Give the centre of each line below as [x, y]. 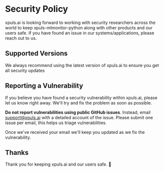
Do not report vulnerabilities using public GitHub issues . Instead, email [78, 112]
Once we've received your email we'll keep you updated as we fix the [75, 132]
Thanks [17, 152]
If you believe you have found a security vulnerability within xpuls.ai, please [81, 97]
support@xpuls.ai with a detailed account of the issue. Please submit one [79, 117]
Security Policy [37, 9]
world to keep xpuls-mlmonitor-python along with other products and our [79, 27]
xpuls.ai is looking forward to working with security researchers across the [80, 22]
